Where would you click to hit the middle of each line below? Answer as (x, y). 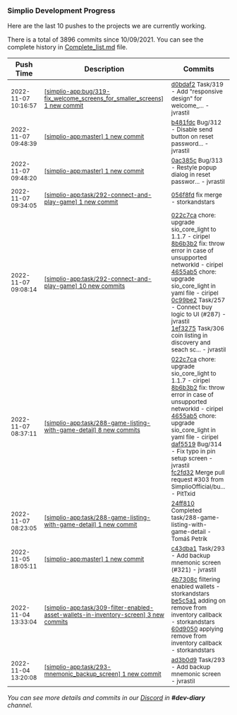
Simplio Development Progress (61, 11)
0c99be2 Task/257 (198, 300)
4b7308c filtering (196, 580)
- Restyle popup (194, 168)
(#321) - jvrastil (194, 570)
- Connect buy (192, 307)
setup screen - (192, 459)
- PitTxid (183, 494)
